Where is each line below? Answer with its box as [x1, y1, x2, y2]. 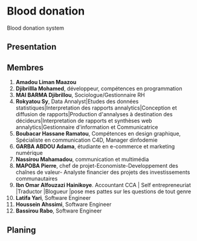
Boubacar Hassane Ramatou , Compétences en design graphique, [15, 130, 181, 137]
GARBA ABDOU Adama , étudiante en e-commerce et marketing [15, 143, 175, 150]
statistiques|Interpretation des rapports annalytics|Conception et [15, 104, 177, 111]
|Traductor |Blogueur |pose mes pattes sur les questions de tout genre [15, 188, 192, 195]
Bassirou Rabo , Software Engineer [15, 207, 102, 214]
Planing [7, 225, 36, 235]
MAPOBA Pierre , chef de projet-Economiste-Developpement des [15, 162, 179, 170]
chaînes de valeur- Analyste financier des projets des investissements [15, 168, 190, 176]
